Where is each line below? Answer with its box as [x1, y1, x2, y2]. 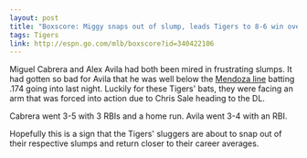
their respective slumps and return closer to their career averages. [9, 138, 259, 149]
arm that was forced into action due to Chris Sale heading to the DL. [9, 93, 265, 104]
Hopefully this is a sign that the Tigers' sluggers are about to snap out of [9, 129, 282, 140]
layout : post [9, 13, 59, 23]
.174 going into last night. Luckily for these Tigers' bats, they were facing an [9, 83, 294, 94]
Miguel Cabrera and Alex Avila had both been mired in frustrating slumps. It [9, 64, 292, 75]
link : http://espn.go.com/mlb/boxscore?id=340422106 [9, 38, 215, 48]
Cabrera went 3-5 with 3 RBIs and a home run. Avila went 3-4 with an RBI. [9, 111, 288, 121]
